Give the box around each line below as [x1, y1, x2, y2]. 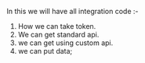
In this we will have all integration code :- [6, 7, 139, 16]
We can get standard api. [17, 30, 100, 39]
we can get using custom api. [17, 38, 114, 47]
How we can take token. [17, 22, 96, 30]
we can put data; [17, 47, 73, 55]
